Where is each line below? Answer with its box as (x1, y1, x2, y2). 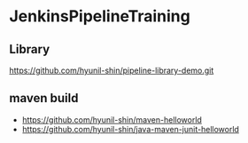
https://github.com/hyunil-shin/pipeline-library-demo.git (9, 65, 214, 75)
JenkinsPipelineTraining (9, 6, 190, 27)
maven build (9, 91, 79, 106)
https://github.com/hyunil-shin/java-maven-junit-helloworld (21, 123, 239, 134)
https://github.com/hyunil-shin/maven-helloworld (21, 114, 202, 125)
